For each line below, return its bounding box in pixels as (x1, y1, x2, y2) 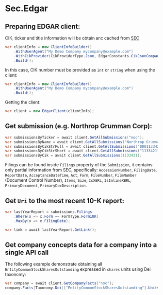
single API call (5, 248, 49, 257)
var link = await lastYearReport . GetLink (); (5, 227, 97, 232)
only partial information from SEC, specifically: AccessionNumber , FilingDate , (5, 167, 157, 173)
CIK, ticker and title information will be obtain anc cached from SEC (5, 35, 140, 41)
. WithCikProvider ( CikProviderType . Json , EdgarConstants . (14, 53, 131, 58)
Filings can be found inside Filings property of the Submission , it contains (5, 162, 153, 168)
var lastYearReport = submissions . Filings (5, 209, 92, 214)
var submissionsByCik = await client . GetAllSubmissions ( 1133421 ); (5, 153, 142, 158)
